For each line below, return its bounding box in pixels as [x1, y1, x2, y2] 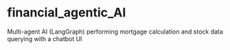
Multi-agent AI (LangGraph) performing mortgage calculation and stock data [7, 27, 223, 36]
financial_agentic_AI [7, 5, 126, 21]
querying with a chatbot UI [7, 34, 82, 42]
